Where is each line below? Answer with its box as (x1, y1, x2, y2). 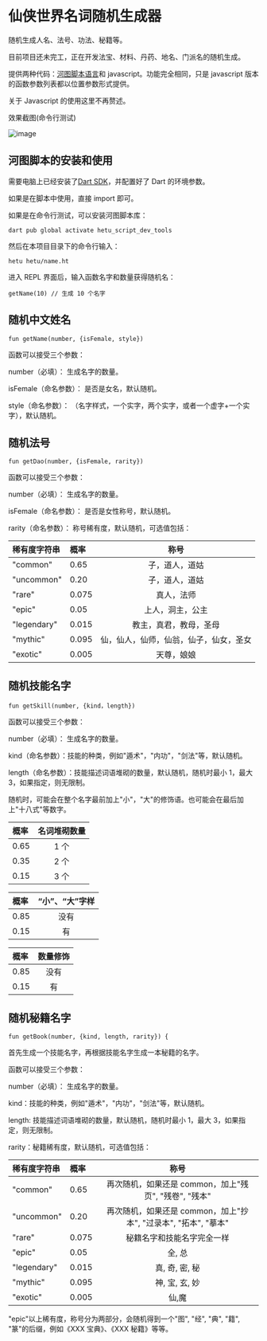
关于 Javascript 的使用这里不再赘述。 (8, 96, 130, 105)
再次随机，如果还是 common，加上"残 (106, 1178, 249, 1190)
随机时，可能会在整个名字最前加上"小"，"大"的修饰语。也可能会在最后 (8, 794, 238, 805)
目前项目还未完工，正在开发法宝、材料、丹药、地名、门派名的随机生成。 (8, 52, 245, 61)
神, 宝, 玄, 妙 (154, 1277, 200, 1288)
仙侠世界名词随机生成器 (8, 7, 162, 25)
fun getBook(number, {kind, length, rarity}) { (8, 1033, 169, 1041)
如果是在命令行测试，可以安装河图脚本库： (8, 210, 148, 220)
